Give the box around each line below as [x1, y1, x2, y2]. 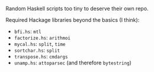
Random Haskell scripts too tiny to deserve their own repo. [5, 5, 149, 12]
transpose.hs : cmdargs [14, 53, 68, 60]
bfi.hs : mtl [14, 28, 42, 35]
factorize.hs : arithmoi [14, 34, 70, 41]
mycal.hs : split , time [14, 41, 66, 47]
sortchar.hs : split [14, 47, 60, 54]
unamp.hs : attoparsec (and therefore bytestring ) [14, 59, 131, 66]
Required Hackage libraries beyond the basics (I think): [5, 17, 140, 23]
